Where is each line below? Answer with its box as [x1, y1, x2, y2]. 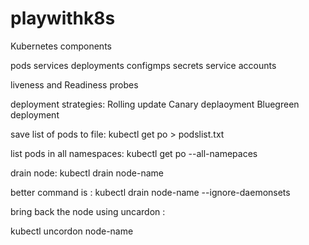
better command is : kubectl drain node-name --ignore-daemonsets [10, 186, 291, 198]
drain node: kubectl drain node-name [10, 167, 164, 179]
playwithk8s [10, 7, 116, 30]
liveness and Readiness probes [10, 78, 139, 91]
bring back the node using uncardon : [10, 205, 166, 217]
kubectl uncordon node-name [10, 225, 134, 237]
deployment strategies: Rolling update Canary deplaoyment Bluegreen [10, 98, 300, 110]
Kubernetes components [10, 40, 112, 52]
